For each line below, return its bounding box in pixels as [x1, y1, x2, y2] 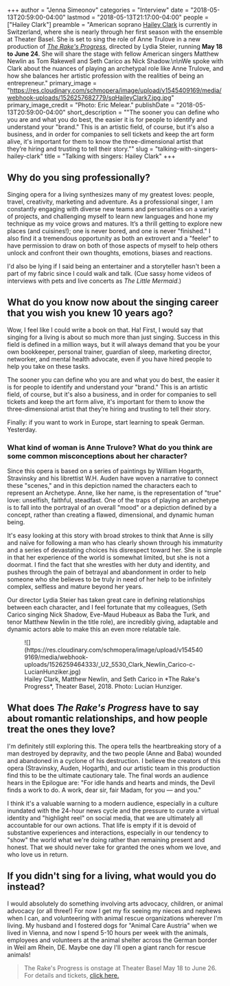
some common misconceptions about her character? [7, 451, 187, 460]
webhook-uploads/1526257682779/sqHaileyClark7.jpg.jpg [7, 94, 172, 102]
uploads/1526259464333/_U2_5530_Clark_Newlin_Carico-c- [24, 660, 196, 668]
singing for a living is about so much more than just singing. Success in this [7, 333, 220, 341]
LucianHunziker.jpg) [24, 667, 81, 676]
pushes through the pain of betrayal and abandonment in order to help [7, 568, 207, 576]
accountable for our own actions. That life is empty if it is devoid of [7, 821, 197, 829]
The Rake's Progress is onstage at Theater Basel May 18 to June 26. [23, 963, 217, 972]
